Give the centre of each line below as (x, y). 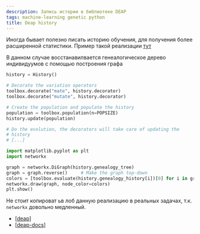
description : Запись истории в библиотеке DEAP (66, 12)
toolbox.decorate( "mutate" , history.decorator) (66, 96)
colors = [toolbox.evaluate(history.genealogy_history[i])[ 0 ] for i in (97, 178)
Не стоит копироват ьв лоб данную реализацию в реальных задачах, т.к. (99, 201)
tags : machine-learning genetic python (56, 17)
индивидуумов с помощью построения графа (65, 64)
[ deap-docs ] (30, 225)
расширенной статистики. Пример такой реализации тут (79, 46)
